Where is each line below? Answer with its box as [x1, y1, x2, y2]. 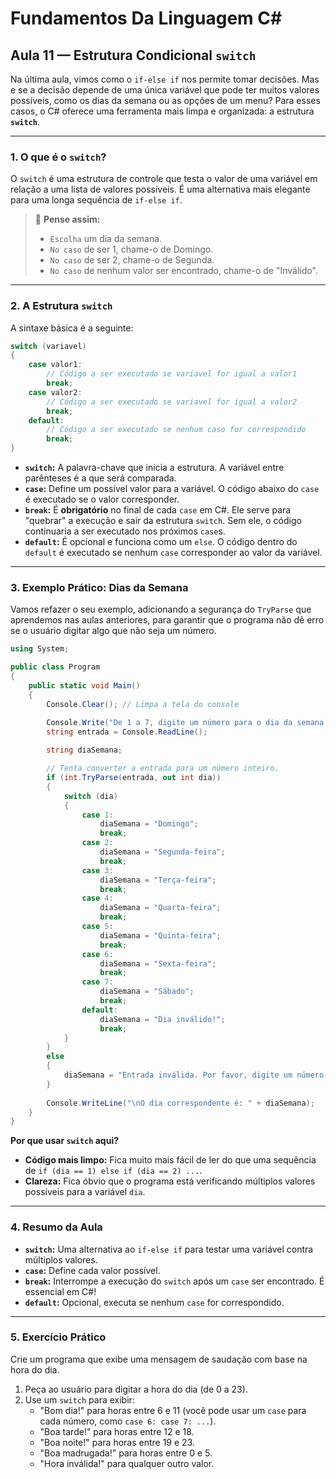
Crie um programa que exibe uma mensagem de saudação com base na [10, 1353, 308, 1365]
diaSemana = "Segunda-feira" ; [99, 847, 226, 857]
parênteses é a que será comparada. [24, 472, 177, 484]
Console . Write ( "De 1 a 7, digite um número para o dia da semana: [46, 717, 329, 727]
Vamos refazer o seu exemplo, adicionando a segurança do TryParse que [10, 603, 312, 616]
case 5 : [81, 922, 114, 932]
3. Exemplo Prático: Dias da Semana [10, 581, 189, 595]
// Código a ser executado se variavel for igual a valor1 [46, 369, 298, 379]
